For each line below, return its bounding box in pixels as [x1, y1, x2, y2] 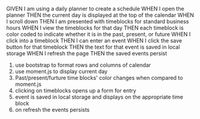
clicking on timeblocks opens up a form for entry [15, 87, 137, 94]
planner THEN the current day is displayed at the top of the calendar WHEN [6, 11, 195, 19]
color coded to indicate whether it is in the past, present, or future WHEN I [6, 31, 191, 38]
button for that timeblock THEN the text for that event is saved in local [6, 43, 180, 50]
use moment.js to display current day [15, 68, 108, 75]
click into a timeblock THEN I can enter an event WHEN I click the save [6, 37, 182, 44]
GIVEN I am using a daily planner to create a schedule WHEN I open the [6, 5, 184, 12]
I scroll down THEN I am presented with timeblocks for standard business [6, 18, 189, 25]
